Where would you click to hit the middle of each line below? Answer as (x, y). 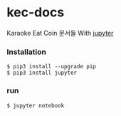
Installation (27, 52)
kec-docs (36, 12)
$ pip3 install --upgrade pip (52, 67)
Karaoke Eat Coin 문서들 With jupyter (60, 33)
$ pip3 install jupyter (42, 73)
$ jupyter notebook (36, 105)
